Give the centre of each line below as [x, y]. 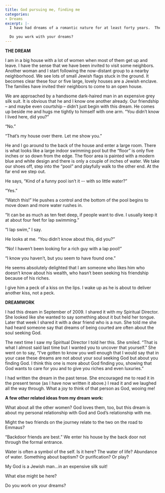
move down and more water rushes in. [44, 205]
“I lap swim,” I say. [24, 230]
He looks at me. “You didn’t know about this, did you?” [60, 239]
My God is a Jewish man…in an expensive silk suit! [56, 466]
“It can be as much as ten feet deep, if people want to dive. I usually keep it [81, 215]
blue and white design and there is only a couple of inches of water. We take [82, 161]
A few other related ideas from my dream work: [54, 398]
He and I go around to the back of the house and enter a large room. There [81, 145]
